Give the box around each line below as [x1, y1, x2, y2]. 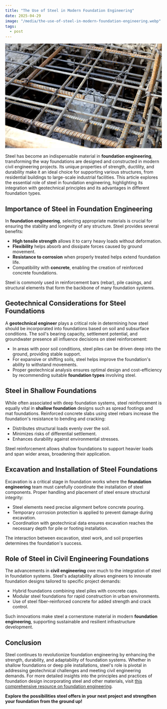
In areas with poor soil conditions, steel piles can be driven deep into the [12, 346, 161, 352]
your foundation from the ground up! [5, 699, 83, 705]
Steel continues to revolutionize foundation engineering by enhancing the [5, 652, 156, 658]
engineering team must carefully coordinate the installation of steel [5, 483, 143, 490]
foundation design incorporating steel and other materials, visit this [5, 678, 143, 684]
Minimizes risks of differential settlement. [12, 431, 97, 437]
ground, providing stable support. [12, 351, 81, 357]
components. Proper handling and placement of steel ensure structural [5, 489, 150, 495]
